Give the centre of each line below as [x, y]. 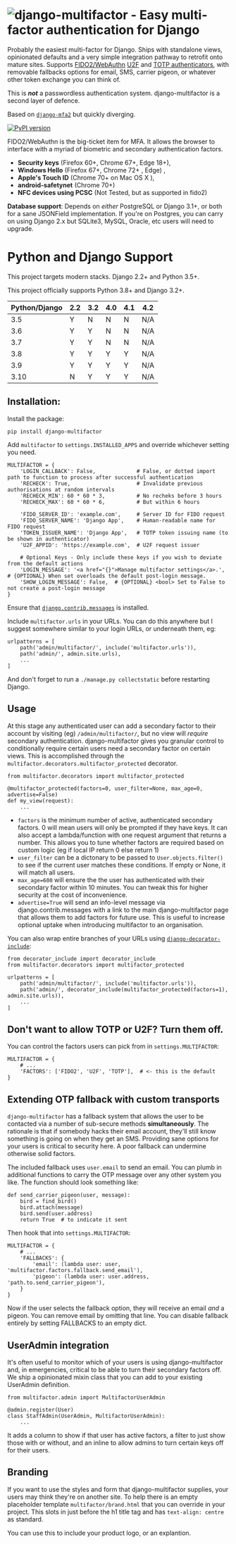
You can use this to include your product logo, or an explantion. [99, 1533]
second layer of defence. [44, 100]
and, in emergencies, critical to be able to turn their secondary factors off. [114, 1369]
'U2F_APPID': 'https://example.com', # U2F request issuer [110, 545]
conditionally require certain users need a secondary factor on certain [109, 748]
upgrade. [20, 228]
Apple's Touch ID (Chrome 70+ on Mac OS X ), [86, 177]
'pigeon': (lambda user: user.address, [91, 1277]
